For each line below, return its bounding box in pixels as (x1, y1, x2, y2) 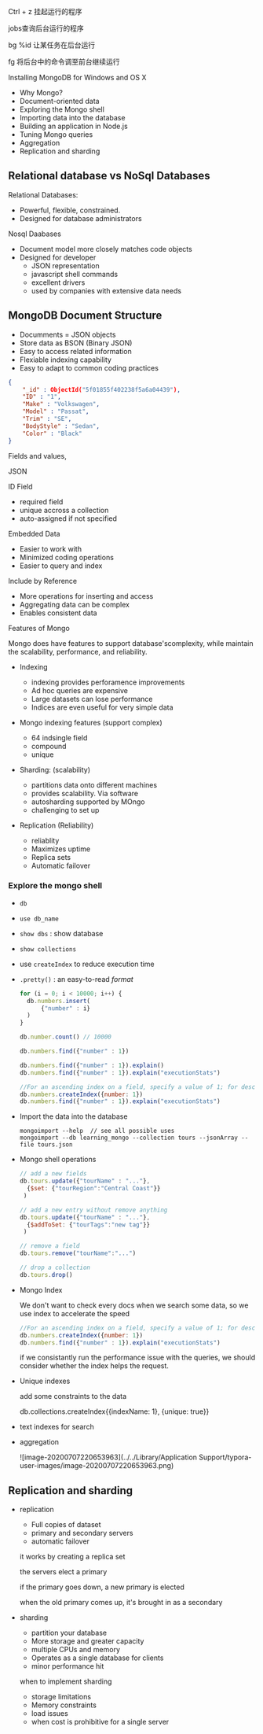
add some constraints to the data (19, 1392, 127, 1401)
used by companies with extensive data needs (31, 286, 182, 295)
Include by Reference (8, 576, 78, 585)
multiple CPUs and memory (31, 1645, 120, 1655)
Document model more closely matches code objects (19, 244, 192, 253)
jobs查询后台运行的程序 (8, 24, 84, 33)
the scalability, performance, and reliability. (8, 647, 148, 656)
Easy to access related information (19, 346, 132, 356)
